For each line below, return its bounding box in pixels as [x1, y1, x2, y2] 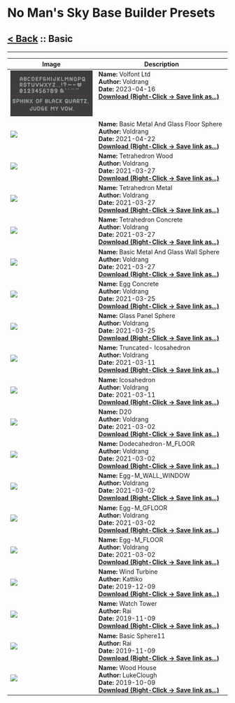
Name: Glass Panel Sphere [98, 312, 176, 320]
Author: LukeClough [98, 671, 157, 679]
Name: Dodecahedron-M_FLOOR [98, 440, 195, 448]
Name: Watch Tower [98, 600, 157, 608]
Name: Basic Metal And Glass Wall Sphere [98, 247, 220, 256]
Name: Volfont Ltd [98, 70, 151, 78]
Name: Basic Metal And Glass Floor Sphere [98, 119, 222, 128]
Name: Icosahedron [98, 375, 156, 384]
